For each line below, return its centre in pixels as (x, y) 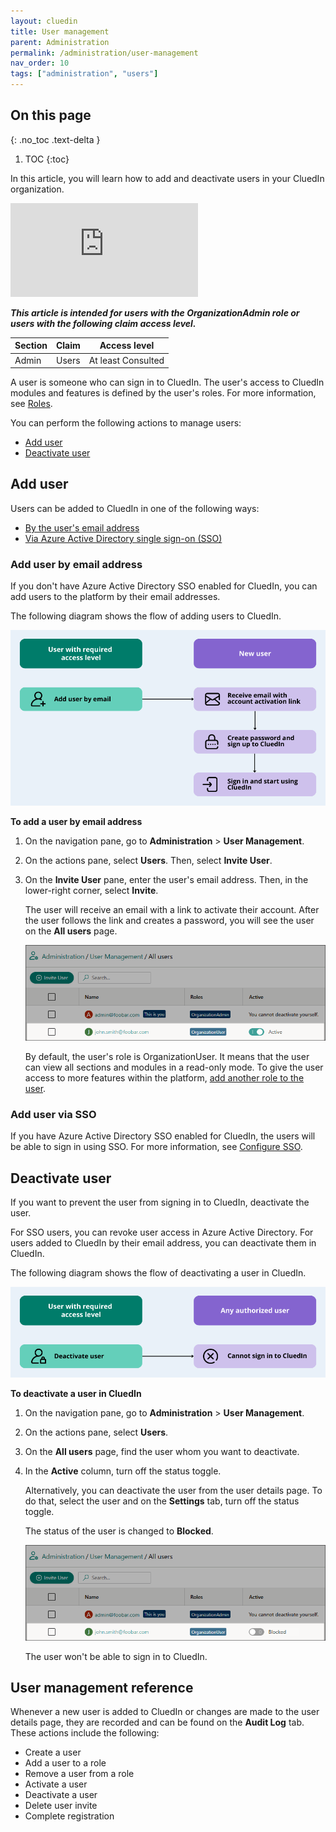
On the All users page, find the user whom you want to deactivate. (162, 1451)
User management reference (102, 1687)
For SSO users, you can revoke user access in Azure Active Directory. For (162, 1232)
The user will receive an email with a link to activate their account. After (172, 910)
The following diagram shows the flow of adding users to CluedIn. (146, 616)
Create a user (53, 1752)
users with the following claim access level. (103, 323)
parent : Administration (60, 42)
